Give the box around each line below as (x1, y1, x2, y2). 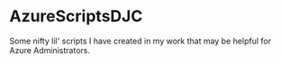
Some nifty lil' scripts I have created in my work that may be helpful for (9, 35, 272, 46)
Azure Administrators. (9, 44, 90, 55)
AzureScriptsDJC (9, 6, 143, 27)
